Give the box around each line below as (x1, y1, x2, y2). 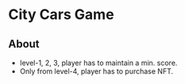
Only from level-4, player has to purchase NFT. (19, 67, 174, 76)
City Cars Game (8, 6, 114, 24)
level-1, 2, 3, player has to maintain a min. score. (19, 58, 178, 67)
